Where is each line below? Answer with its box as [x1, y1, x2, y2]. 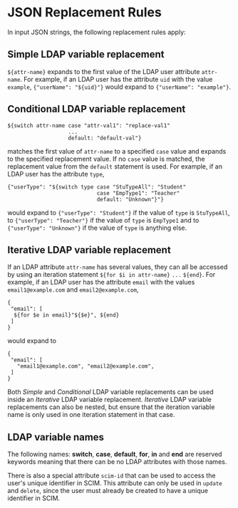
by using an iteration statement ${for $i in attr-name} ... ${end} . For [7, 270, 216, 279]
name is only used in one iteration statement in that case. [7, 411, 175, 419]
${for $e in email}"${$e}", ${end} [14, 312, 120, 319]
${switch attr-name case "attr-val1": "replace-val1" [7, 122, 171, 129]
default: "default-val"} [68, 134, 142, 142]
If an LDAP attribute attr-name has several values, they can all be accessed [7, 263, 228, 271]
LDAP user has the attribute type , [7, 169, 105, 178]
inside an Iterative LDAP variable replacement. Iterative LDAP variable [7, 396, 212, 404]
